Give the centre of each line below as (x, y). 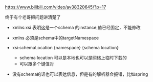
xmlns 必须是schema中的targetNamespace (55, 38)
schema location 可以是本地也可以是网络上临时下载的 (73, 58)
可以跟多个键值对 (37, 64)
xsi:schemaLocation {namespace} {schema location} (65, 48)
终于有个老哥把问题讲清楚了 (33, 17)
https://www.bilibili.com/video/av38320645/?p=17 (56, 7)
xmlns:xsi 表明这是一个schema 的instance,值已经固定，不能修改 (76, 27)
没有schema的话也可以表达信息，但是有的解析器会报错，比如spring (80, 74)
